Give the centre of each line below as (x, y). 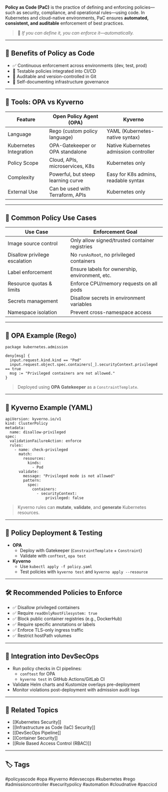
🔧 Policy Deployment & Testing (54, 533)
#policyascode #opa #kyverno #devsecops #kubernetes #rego (70, 779)
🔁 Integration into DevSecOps (52, 656)
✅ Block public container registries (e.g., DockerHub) (67, 619)
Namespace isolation (32, 313)
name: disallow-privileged (38, 432)
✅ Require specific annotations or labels (54, 624)
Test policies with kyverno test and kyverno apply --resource (84, 572)
